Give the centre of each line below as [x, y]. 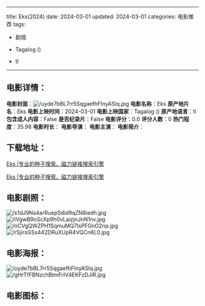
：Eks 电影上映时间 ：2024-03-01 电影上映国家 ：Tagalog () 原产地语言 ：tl [104, 111]
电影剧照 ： [27, 198]
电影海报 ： [27, 253]
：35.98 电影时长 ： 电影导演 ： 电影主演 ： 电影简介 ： [78, 127]
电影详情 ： [27, 88]
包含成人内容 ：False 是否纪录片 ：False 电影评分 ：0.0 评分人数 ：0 [89, 119]
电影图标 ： [27, 295]
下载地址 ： [27, 148]
